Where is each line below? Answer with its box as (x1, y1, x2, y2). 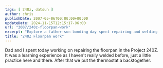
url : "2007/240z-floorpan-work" (5, 25, 71, 30)
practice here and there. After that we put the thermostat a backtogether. (5, 57, 151, 63)
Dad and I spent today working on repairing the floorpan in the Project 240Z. (5, 47, 159, 53)
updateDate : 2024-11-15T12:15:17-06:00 (5, 20, 86, 26)
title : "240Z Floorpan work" (5, 34, 64, 39)
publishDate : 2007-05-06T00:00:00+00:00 (5, 16, 89, 21)
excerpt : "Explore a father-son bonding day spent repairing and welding (5, 29, 158, 34)
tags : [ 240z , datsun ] (5, 7, 54, 12)
